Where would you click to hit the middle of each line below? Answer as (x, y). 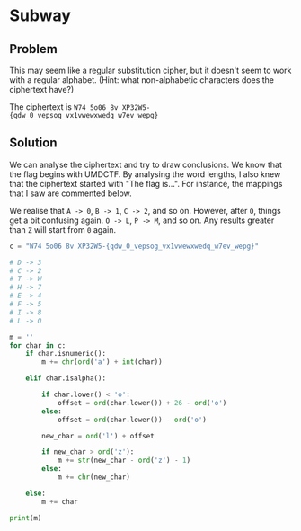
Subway (40, 16)
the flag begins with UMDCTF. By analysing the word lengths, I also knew (145, 174)
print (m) (26, 518)
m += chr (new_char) (93, 477)
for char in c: (38, 345)
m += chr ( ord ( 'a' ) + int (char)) (102, 362)
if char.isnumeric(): (66, 354)
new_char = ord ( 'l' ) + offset (98, 436)
